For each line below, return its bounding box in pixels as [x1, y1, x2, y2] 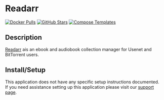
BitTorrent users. [5, 51, 39, 57]
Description [5, 33, 42, 42]
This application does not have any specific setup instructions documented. [5, 79, 160, 85]
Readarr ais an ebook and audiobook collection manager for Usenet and [5, 46, 152, 52]
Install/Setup [5, 66, 46, 74]
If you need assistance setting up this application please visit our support [5, 84, 154, 90]
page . [5, 89, 17, 95]
